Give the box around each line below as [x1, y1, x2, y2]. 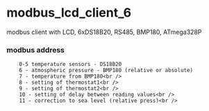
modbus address [6, 45, 65, 55]
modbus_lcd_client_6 [6, 5, 132, 21]
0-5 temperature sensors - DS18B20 [19, 61, 122, 68]
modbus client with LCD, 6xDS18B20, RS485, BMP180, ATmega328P [6, 28, 202, 36]
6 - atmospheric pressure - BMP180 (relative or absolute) [19, 67, 194, 74]
